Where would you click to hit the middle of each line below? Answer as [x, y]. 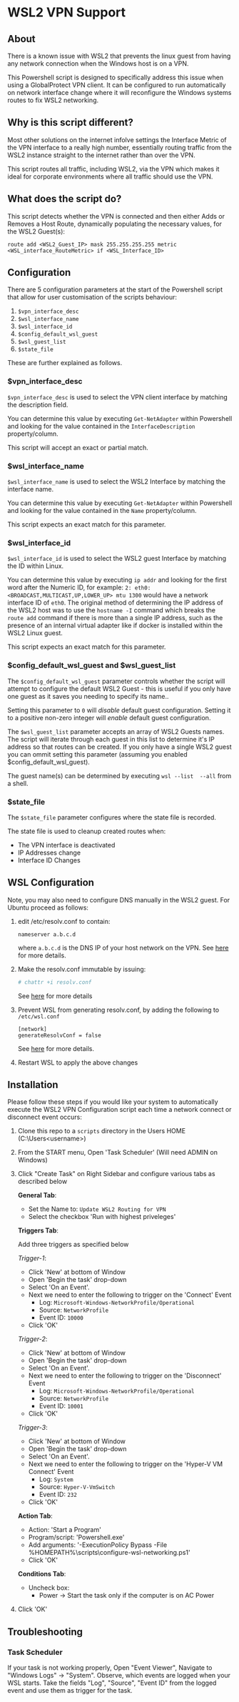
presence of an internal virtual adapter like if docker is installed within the [115, 625]
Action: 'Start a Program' [65, 1530]
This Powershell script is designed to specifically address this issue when [115, 77]
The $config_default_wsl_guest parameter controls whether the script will [116, 681]
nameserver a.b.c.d [47, 934]
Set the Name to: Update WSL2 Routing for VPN [97, 1209]
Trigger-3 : [32, 1428]
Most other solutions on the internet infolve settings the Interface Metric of [117, 139]
